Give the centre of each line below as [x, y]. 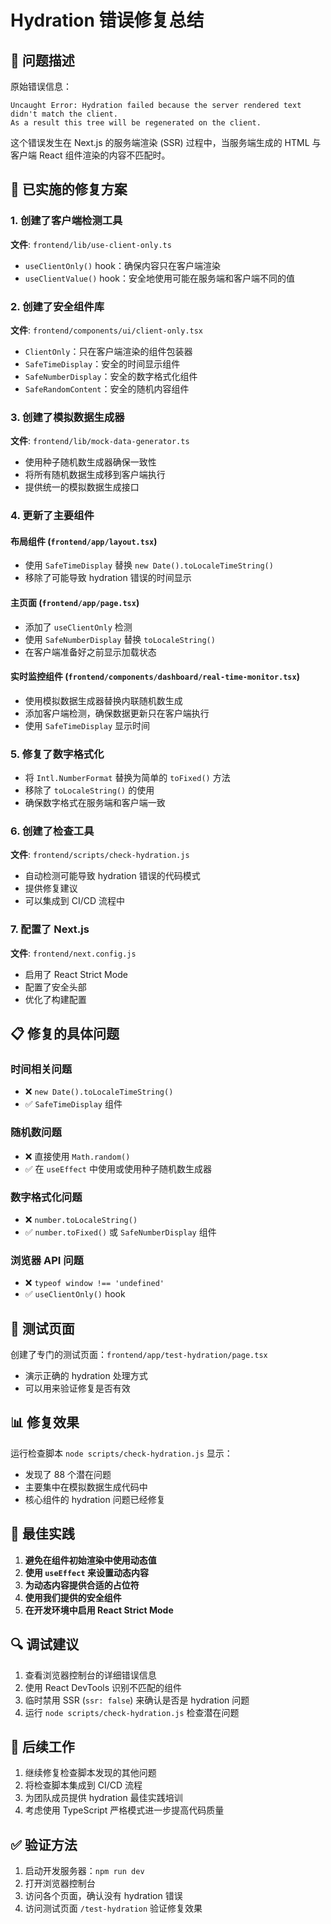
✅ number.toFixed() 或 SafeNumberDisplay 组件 [120, 1232]
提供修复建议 [51, 888]
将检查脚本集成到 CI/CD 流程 [83, 1785]
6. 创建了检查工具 [52, 831]
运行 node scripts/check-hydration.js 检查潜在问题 [132, 1712]
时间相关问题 [41, 1069]
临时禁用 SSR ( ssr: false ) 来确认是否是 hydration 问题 [137, 1700]
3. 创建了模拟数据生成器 [67, 417]
